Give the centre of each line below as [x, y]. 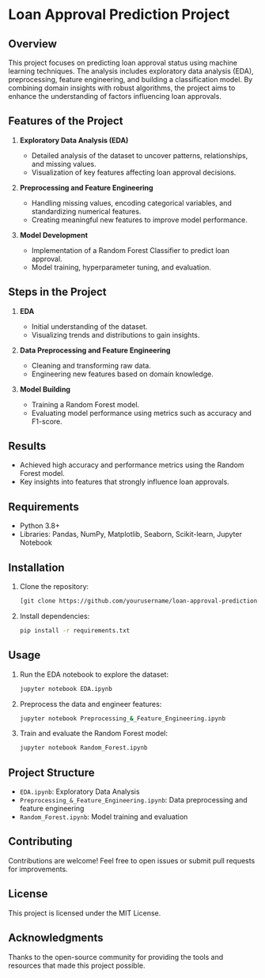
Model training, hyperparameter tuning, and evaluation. [121, 267]
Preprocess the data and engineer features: [91, 704]
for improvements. [38, 869]
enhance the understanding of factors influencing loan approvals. [115, 96]
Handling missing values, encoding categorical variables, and [131, 202]
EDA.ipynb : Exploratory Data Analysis [79, 791]
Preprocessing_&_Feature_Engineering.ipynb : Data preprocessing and [133, 800]
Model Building [45, 389]
